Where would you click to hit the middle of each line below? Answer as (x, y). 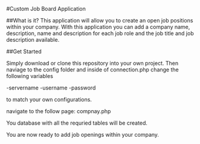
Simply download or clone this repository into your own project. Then (92, 63)
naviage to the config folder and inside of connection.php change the (93, 70)
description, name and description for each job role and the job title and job (100, 33)
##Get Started (24, 51)
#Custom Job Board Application (46, 9)
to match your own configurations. (49, 100)
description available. (33, 40)
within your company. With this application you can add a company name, (98, 27)
